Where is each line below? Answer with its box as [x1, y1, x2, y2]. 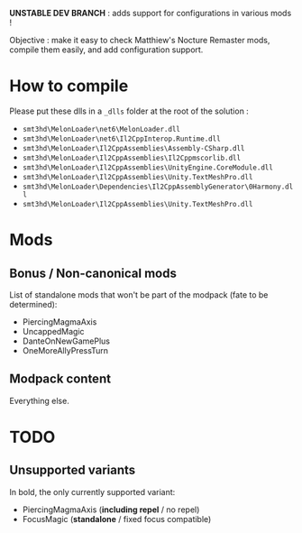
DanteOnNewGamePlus [22, 335, 111, 346]
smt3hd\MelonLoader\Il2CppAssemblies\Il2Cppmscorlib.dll [22, 153, 242, 162]
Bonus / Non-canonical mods [9, 265, 178, 280]
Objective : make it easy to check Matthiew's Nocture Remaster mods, [9, 35, 270, 45]
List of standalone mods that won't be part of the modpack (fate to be [9, 289, 269, 300]
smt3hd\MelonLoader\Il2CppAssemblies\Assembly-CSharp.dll [22, 143, 245, 152]
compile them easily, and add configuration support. [9, 44, 204, 55]
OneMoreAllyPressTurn [22, 345, 109, 355]
